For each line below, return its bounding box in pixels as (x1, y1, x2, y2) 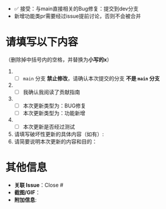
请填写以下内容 (5, 35, 79, 49)
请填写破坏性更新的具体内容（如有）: (14, 130, 104, 138)
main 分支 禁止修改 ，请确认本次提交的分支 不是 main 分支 (22, 74, 160, 81)
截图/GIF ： (14, 189, 41, 196)
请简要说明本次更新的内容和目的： (14, 138, 97, 145)
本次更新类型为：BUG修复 (22, 102, 86, 109)
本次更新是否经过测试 (22, 123, 75, 130)
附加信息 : (14, 197, 37, 204)
